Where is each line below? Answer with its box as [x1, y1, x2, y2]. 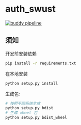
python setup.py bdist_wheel [5, 115, 67, 120]
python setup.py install [5, 81, 58, 86]
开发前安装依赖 [5, 51, 37, 57]
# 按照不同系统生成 [5, 101, 41, 106]
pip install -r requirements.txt [5, 61, 76, 66]
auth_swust [5, 3, 56, 15]
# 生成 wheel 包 [5, 110, 38, 115]
